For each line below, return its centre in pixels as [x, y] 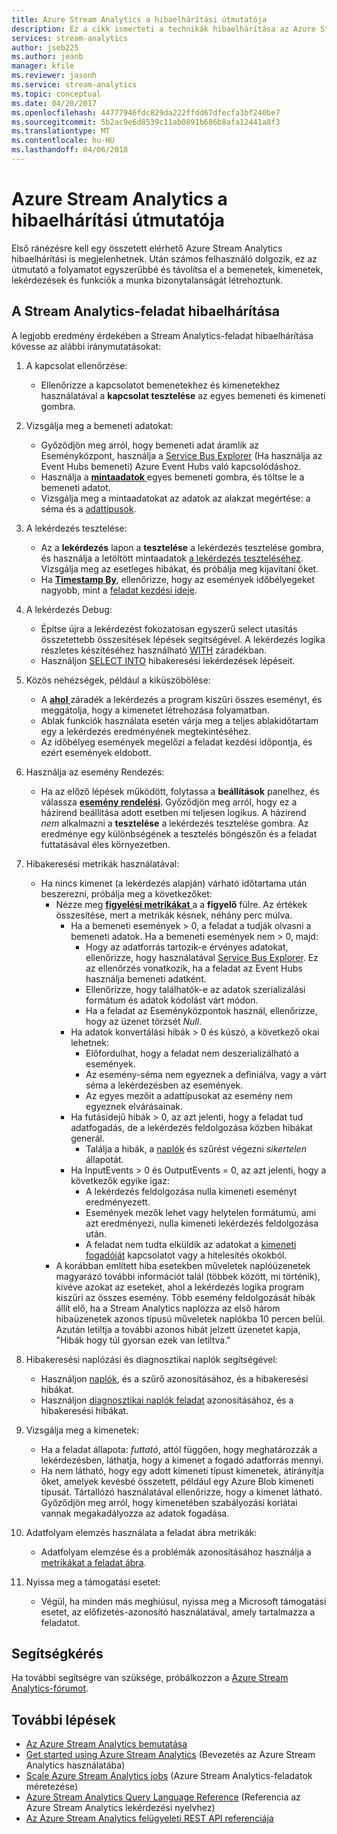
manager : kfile [43, 66]
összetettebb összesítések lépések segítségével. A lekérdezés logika [183, 639]
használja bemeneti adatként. [146, 978]
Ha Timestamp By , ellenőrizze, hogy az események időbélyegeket [178, 579]
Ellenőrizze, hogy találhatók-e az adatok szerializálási [195, 989]
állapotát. [104, 1159]
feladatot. [60, 1622]
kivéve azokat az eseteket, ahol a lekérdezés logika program [179, 1287]
